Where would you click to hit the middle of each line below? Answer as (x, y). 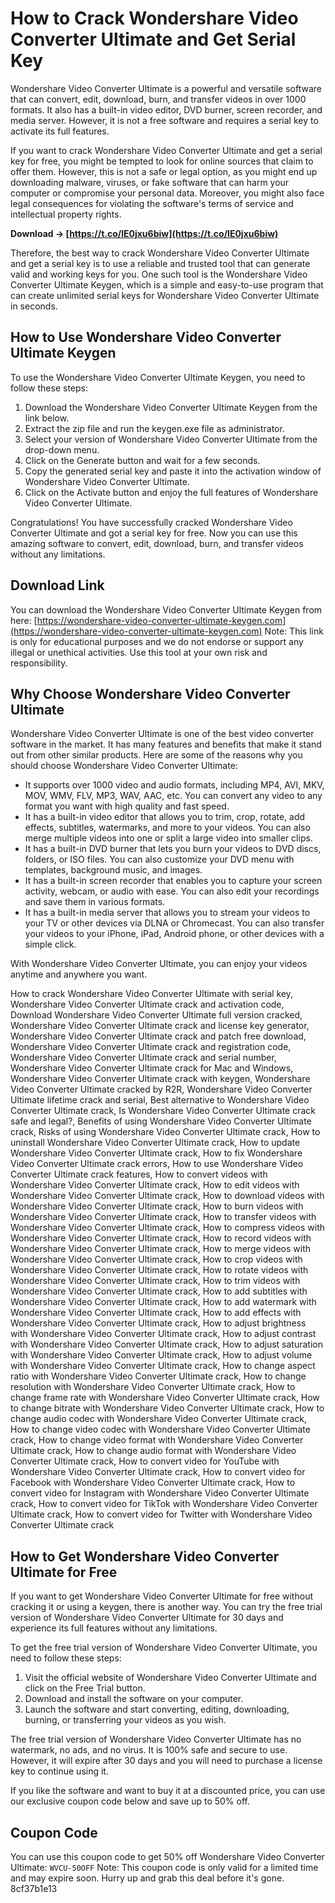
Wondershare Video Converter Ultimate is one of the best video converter (162, 734)
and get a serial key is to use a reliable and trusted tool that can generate (160, 263)
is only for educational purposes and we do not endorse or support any (157, 641)
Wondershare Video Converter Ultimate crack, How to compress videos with (168, 1228)
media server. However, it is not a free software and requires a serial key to (164, 120)
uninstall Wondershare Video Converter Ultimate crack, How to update (155, 1143)
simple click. (50, 944)
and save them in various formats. (95, 902)
